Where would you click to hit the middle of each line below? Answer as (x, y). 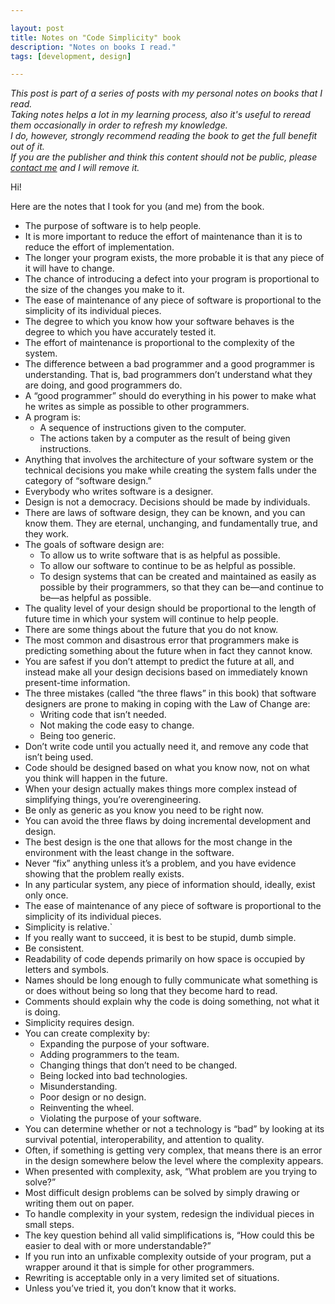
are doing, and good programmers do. (103, 385)
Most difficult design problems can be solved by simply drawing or (162, 1193)
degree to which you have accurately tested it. (120, 332)
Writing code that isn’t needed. (103, 715)
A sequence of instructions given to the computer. (143, 428)
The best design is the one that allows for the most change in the (158, 842)
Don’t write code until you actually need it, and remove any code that (166, 747)
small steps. (49, 1225)
